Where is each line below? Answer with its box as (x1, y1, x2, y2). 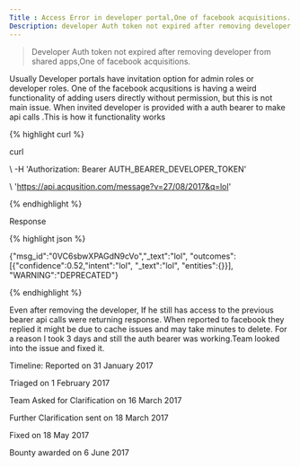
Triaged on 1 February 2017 (9, 377, 110, 388)
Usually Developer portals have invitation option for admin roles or (9, 73, 254, 84)
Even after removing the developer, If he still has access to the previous (9, 304, 274, 315)
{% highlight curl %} (9, 128, 85, 139)
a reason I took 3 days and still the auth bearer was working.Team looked (9, 333, 280, 344)
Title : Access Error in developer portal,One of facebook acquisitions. (9, 13, 292, 22)
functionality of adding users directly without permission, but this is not (9, 92, 273, 103)
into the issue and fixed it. (9, 342, 105, 353)
